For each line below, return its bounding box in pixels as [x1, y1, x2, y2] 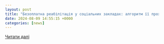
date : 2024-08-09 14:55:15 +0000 [5, 16, 73, 21]
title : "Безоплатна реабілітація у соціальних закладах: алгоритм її [5, 12, 150, 16]
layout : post [5, 7, 32, 12]
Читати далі [5, 34, 30, 40]
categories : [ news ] [5, 20, 45, 26]
